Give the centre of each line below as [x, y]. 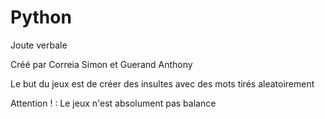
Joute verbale [39, 45]
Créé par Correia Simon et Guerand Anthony [101, 64]
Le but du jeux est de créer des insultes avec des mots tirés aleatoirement [162, 83]
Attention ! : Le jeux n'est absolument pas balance [113, 103]
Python [41, 17]
